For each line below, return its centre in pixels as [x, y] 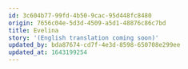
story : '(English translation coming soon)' [84, 38]
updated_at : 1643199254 [48, 52]
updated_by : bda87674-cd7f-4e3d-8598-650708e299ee [94, 45]
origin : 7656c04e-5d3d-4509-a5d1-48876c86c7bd [87, 23]
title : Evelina [34, 30]
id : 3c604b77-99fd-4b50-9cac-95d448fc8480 [80, 15]
